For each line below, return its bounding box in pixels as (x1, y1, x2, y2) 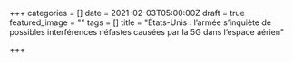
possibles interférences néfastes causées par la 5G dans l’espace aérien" (9, 27, 284, 37)
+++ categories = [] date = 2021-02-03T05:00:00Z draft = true (9, 8, 245, 18)
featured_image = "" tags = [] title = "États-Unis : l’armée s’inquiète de (9, 17, 272, 28)
